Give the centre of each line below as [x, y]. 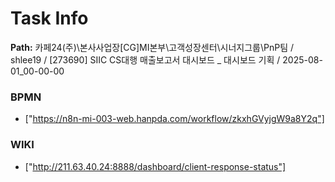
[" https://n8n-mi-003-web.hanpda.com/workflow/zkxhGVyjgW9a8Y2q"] [174, 119]
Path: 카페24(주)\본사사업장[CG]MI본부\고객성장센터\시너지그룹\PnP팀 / [152, 47]
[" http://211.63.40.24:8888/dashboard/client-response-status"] [155, 166]
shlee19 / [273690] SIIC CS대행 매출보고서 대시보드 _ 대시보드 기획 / [145, 59]
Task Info [49, 18]
